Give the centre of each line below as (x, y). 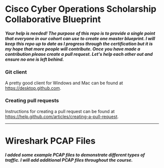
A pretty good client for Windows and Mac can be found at (64, 83)
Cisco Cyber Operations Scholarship (81, 9)
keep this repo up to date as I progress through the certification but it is (79, 44)
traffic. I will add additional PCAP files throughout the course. (69, 160)
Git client (16, 72)
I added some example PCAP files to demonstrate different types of (75, 155)
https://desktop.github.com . (33, 88)
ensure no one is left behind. (35, 59)
